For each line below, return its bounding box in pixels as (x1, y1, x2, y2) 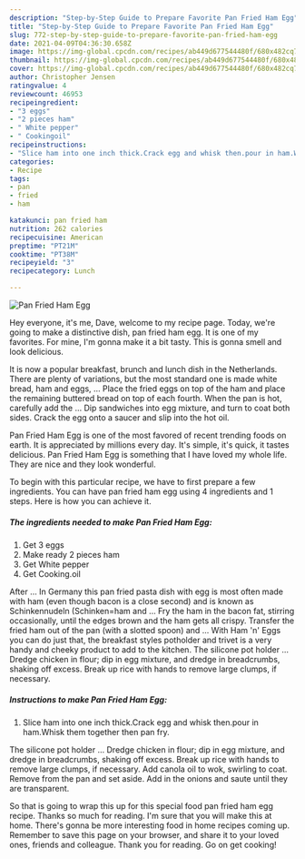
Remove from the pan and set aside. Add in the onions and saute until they (9, 773, 289, 783)
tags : (9, 174, 30, 183)
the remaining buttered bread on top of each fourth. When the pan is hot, (9, 393, 282, 403)
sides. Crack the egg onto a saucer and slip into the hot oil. (9, 412, 230, 423)
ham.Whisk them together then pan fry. (22, 726, 170, 737)
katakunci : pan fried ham (9, 216, 107, 225)
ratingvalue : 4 (9, 81, 67, 90)
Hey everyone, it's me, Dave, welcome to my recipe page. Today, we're (9, 318, 276, 328)
